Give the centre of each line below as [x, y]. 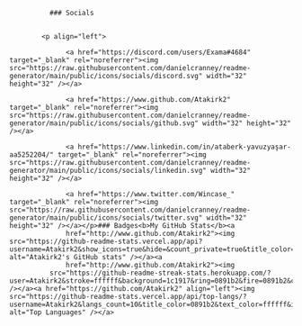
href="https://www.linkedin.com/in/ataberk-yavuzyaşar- [185, 147]
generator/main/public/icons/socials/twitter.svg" [106, 218]
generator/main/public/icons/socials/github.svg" [104, 123]
